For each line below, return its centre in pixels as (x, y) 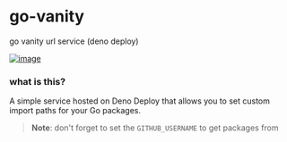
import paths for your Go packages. (75, 111)
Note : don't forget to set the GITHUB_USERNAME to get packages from (155, 128)
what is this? (37, 81)
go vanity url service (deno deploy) (74, 41)
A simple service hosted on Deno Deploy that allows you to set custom (140, 101)
